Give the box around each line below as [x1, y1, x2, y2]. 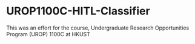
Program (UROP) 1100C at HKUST [6, 30, 91, 37]
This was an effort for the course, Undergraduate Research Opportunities [6, 24, 190, 31]
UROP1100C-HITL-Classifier [6, 4, 150, 18]
